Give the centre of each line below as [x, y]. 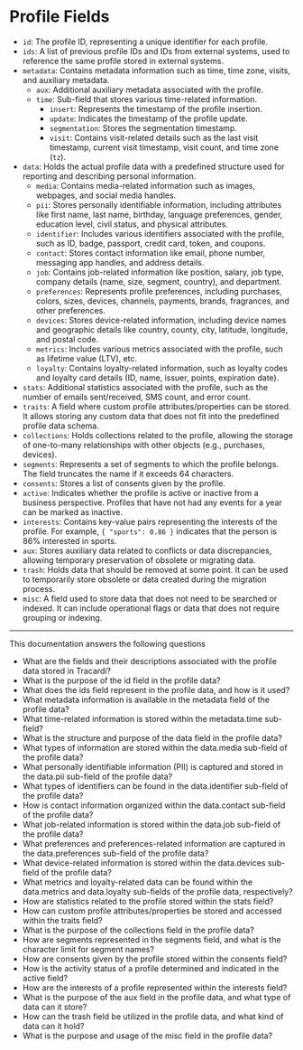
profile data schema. [60, 426]
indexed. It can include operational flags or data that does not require [151, 608]
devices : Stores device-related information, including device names [161, 320]
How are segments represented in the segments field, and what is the [151, 939]
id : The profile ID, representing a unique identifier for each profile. [145, 42]
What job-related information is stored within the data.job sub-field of [151, 824]
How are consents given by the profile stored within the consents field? [155, 959]
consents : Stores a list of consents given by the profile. [124, 483]
